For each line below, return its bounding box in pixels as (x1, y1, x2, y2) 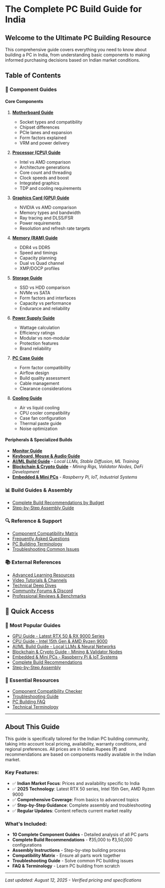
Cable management (19, 380, 60, 386)
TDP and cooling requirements (19, 185, 82, 191)
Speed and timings (19, 249, 58, 255)
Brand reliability (19, 345, 52, 351)
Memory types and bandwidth (19, 210, 81, 215)
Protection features (19, 340, 59, 346)
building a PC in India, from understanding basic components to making (5, 52, 150, 58)
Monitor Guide (12, 448, 43, 454)
